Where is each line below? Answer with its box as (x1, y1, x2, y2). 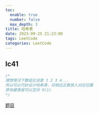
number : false (10, 17, 40, 22)
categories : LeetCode (5, 41, 52, 46)
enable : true (10, 12, 38, 17)
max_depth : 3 (10, 21, 38, 27)
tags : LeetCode (5, 36, 38, 41)
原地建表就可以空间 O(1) (5, 87, 51, 93)
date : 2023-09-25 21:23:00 (5, 31, 63, 36)
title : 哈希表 (5, 27, 33, 32)
